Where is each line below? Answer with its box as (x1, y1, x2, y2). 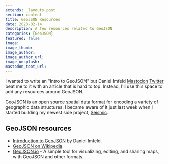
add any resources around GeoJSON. (5, 89, 84, 95)
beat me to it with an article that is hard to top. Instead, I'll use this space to (5, 83, 163, 89)
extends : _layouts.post (5, 7, 56, 13)
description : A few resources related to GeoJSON (5, 26, 113, 31)
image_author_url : (5, 54, 44, 60)
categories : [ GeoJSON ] (5, 31, 53, 36)
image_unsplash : (5, 59, 40, 64)
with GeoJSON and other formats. (12, 153, 84, 160)
